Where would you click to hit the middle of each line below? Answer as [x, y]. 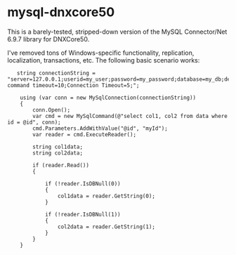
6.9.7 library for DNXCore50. [48, 39]
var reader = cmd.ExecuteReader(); [85, 134]
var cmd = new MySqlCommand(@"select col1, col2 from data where [130, 116]
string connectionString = [56, 73]
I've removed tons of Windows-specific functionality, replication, [101, 53]
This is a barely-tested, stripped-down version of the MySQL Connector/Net [117, 32]
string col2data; [58, 153]
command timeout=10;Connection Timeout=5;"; [73, 85]
